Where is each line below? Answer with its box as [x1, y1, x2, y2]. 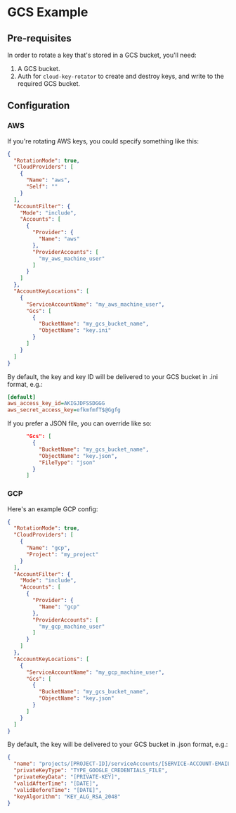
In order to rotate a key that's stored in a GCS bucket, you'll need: [7, 51, 197, 59]
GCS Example [7, 4, 88, 20]
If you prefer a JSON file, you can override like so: [7, 419, 152, 428]
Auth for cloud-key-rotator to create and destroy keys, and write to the [17, 72, 225, 80]
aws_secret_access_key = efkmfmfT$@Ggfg [7, 406, 121, 414]
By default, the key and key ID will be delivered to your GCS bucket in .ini [7, 372, 218, 380]
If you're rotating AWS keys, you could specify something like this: [7, 136, 199, 145]
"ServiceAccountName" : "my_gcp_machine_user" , [25, 669, 165, 676]
